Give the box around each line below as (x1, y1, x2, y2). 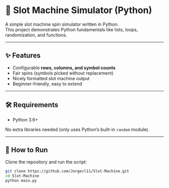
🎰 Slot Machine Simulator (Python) (5, 5, 152, 16)
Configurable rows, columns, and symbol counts (12, 65, 116, 71)
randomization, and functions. (5, 32, 67, 38)
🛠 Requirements (5, 101, 59, 109)
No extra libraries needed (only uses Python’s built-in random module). (5, 126, 150, 133)
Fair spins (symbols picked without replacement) (12, 70, 114, 76)
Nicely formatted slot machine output (12, 75, 90, 81)
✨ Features (5, 51, 41, 60)
